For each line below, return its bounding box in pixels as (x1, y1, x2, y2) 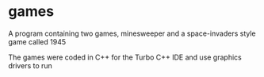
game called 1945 (8, 37, 66, 46)
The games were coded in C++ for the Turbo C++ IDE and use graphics (8, 52, 242, 62)
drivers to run (8, 60, 53, 70)
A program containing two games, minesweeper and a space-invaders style (8, 29, 256, 38)
